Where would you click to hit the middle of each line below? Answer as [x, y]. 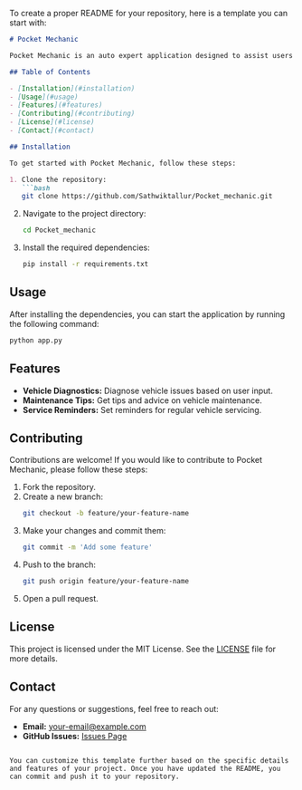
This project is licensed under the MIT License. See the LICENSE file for [143, 649]
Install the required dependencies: [86, 247]
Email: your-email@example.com [84, 726]
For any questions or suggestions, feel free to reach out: [114, 708]
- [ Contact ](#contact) [52, 130]
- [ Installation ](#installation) [72, 88]
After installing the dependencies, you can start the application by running [147, 314]
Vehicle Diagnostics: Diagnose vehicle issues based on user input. [147, 390]
